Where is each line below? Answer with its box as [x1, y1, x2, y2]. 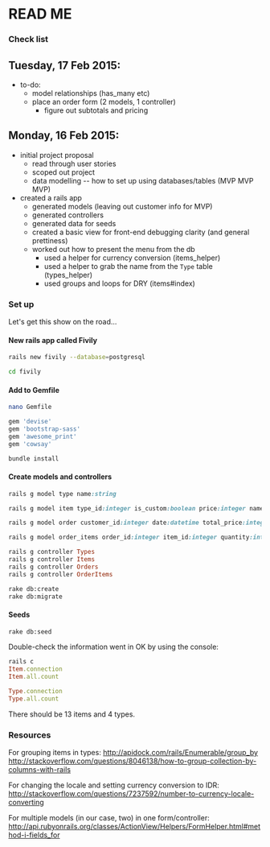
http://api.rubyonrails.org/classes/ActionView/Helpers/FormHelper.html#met [8, 822, 261, 832]
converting [8, 798, 44, 808]
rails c [8, 658, 35, 666]
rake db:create [8, 585, 59, 593]
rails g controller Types [8, 548, 95, 556]
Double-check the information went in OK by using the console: [8, 642, 219, 652]
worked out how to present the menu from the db [31, 244, 195, 254]
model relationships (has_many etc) [31, 88, 150, 97]
